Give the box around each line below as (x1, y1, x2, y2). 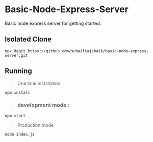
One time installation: (17, 80, 62, 86)
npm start (5, 113, 26, 118)
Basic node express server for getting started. (5, 20, 101, 26)
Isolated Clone (5, 35, 52, 44)
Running (5, 67, 33, 76)
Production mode (17, 122, 54, 128)
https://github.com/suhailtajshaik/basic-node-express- (27, 48, 149, 54)
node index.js (5, 132, 35, 137)
